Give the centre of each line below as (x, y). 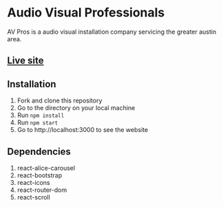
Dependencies (39, 152)
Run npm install (41, 116)
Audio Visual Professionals (86, 13)
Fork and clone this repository (60, 100)
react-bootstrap (40, 175)
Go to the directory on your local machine (76, 108)
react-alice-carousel (46, 168)
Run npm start (38, 122)
